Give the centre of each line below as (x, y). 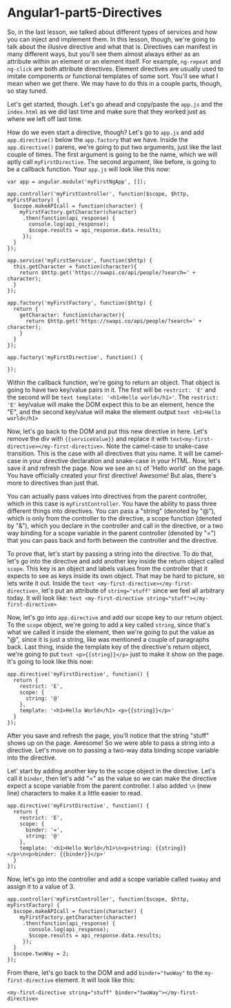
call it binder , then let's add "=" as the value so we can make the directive (112, 778)
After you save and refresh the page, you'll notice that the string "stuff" (108, 735)
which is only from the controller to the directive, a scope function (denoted (114, 518)
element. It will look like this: (95, 980)
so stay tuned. (28, 91)
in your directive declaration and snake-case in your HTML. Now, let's (121, 460)
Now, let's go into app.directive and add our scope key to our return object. (115, 617)
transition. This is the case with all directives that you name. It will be (104, 453)
